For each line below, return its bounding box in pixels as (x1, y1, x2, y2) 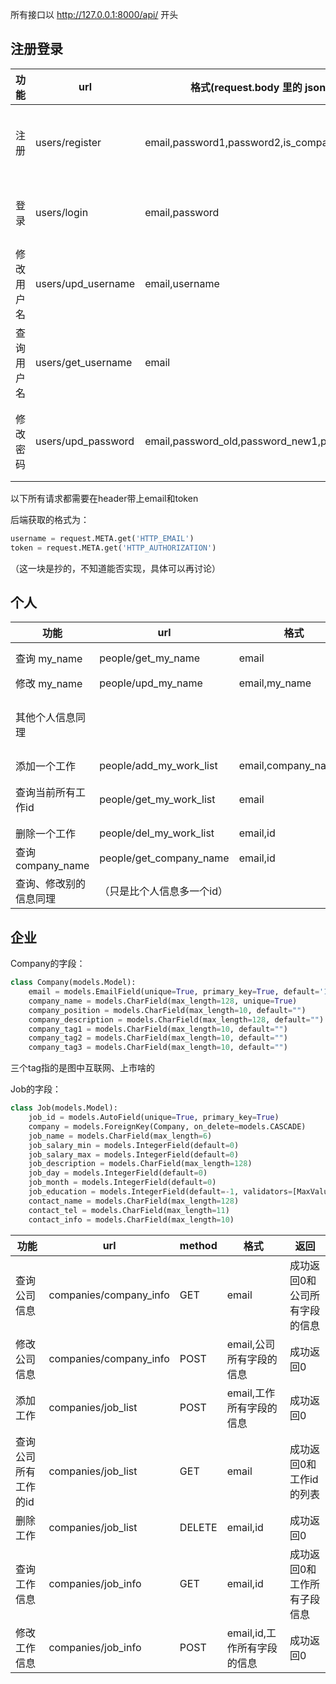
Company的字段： (10, 958, 86, 970)
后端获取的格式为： (10, 513, 90, 525)
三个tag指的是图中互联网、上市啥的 (10, 1062, 156, 1074)
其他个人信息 (15, 711, 77, 725)
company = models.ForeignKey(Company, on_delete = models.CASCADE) (28, 1121, 307, 1132)
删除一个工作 (15, 827, 77, 841)
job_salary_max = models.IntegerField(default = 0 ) (28, 1149, 240, 1160)
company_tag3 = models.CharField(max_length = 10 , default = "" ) (28, 1043, 288, 1053)
